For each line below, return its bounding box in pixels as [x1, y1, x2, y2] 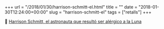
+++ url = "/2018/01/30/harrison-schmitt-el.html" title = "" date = [4, 4, 138, 10]
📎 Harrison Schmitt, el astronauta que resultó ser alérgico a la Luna [4, 19, 142, 24]
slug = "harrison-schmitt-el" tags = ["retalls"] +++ [49, 9, 152, 15]
